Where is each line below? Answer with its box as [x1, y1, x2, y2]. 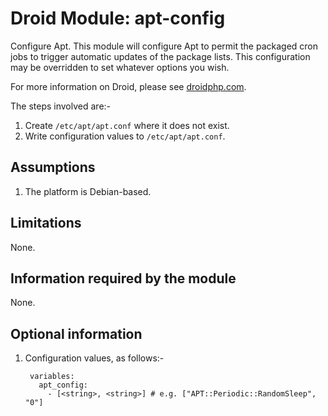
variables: [29, 372, 75, 382]
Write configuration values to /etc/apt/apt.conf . [24, 130, 226, 142]
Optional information [10, 325, 143, 342]
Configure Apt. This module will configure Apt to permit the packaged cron [10, 40, 319, 52]
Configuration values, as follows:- [24, 352, 165, 364]
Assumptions [10, 159, 96, 176]
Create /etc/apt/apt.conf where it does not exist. [24, 119, 230, 131]
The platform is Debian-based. [24, 185, 152, 197]
